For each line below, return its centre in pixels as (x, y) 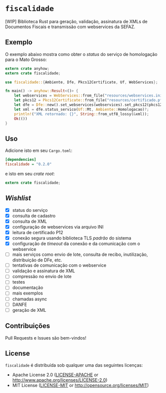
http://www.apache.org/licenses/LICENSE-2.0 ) (60, 380)
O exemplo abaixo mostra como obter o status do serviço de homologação (81, 54)
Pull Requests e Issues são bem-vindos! (46, 338)
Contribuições (28, 326)
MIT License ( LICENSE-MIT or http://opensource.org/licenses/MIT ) (81, 386)
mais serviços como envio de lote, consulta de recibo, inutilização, (80, 254)
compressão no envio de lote (42, 277)
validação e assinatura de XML (43, 271)
